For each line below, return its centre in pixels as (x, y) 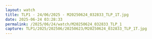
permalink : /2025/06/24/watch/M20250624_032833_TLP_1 (64, 24)
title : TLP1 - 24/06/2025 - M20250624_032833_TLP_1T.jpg (67, 15)
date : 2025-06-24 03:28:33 (34, 19)
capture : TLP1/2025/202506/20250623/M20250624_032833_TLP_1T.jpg (76, 29)
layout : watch (20, 10)
